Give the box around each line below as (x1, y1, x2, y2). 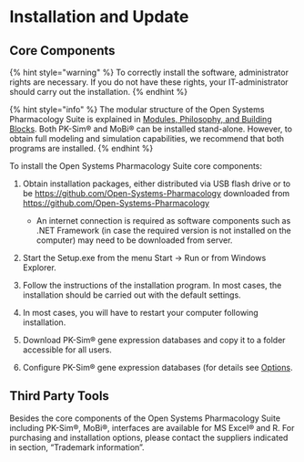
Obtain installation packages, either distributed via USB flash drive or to (22, 178, 291, 189)
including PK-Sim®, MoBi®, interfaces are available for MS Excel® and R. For (9, 422, 295, 433)
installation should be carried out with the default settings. (22, 289, 241, 300)
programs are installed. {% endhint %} (9, 143, 154, 153)
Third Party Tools (9, 388, 109, 404)
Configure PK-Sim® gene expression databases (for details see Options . (22, 362, 293, 373)
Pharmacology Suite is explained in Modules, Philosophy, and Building (9, 114, 272, 124)
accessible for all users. (22, 344, 112, 355)
